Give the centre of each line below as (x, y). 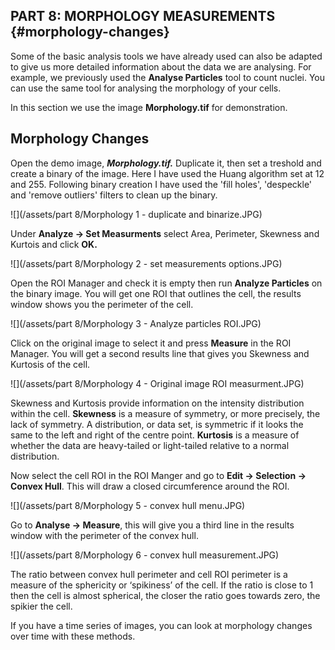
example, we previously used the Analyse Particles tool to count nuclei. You (167, 77)
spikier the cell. (41, 606)
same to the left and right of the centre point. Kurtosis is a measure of (155, 435)
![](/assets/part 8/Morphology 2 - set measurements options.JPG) (146, 263)
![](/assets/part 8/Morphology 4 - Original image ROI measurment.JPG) (157, 383)
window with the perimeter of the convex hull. (104, 535)
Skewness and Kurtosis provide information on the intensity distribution (157, 403)
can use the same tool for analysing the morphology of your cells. (146, 88)
